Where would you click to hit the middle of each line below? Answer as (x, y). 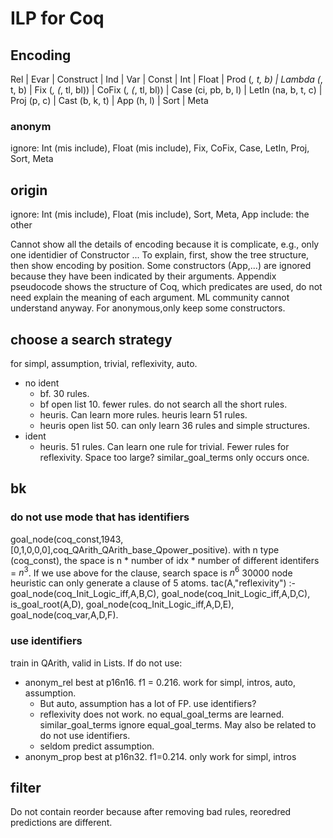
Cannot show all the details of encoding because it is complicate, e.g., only (165, 244)
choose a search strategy (91, 339)
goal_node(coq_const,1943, (67, 539)
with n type (256, 549)
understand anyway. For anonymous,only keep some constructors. (148, 308)
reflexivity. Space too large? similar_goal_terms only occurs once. (174, 457)
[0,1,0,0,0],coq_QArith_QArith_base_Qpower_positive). (120, 549)
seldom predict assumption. (97, 746)
